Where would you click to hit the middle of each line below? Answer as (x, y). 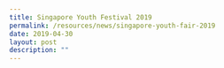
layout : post (33, 42)
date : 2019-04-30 (41, 34)
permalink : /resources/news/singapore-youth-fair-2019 (112, 26)
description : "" (39, 50)
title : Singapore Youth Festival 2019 (81, 17)
